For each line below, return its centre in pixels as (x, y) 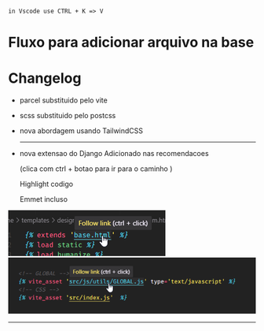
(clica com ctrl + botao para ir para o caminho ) (96, 169)
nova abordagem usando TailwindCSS (81, 131)
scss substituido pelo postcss (68, 116)
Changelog (45, 78)
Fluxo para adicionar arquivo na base (131, 43)
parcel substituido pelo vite (63, 100)
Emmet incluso (44, 199)
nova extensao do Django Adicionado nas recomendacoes (114, 154)
